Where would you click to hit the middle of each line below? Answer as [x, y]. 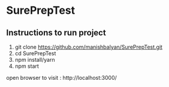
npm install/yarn [35, 60]
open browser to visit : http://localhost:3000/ [61, 78]
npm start [27, 66]
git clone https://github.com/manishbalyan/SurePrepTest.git [89, 47]
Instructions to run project [56, 33]
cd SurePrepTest [35, 53]
